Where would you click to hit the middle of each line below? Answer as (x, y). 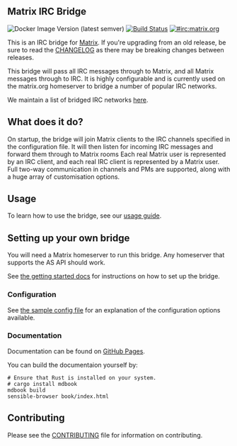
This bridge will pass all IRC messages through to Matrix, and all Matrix (111, 71)
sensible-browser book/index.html (58, 396)
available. (21, 317)
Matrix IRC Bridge (47, 12)
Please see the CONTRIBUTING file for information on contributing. (105, 435)
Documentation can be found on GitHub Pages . (76, 351)
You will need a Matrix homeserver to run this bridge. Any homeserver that (116, 255)
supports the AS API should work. (57, 263)
